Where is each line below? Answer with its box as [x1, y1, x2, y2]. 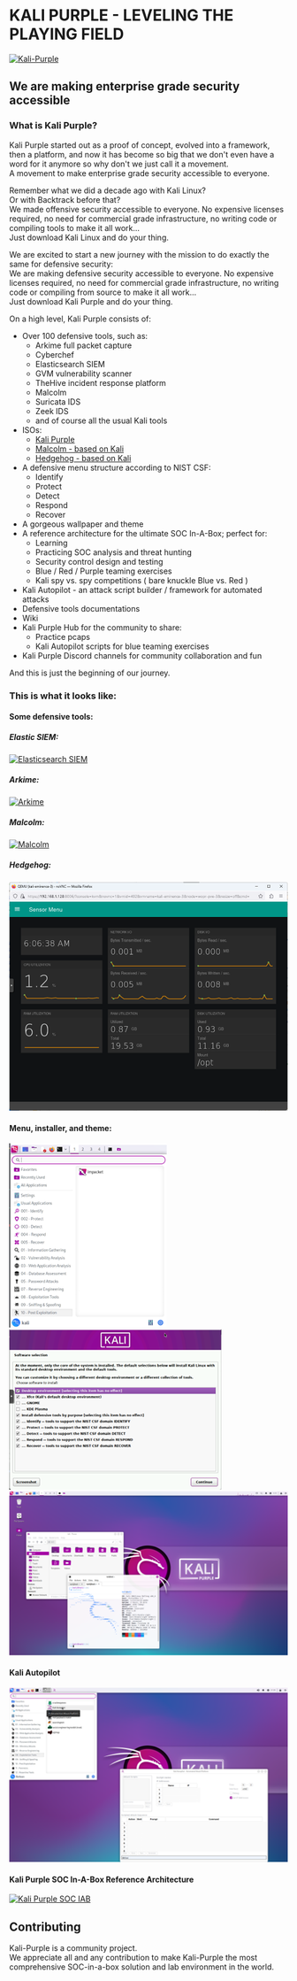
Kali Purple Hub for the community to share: [21, 621, 183, 633]
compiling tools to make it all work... [9, 222, 140, 233]
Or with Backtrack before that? [9, 194, 121, 204]
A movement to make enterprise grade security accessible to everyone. [9, 167, 270, 178]
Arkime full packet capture [34, 340, 133, 351]
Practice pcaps [34, 631, 91, 642]
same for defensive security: [9, 258, 113, 269]
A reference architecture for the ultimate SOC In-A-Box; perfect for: [21, 528, 268, 538]
